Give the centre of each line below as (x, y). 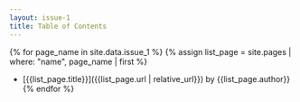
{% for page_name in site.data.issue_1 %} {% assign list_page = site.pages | (150, 51)
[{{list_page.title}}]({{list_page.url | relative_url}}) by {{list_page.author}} (156, 79)
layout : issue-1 (40, 18)
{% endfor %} (48, 88)
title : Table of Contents (58, 26)
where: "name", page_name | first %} (79, 61)
